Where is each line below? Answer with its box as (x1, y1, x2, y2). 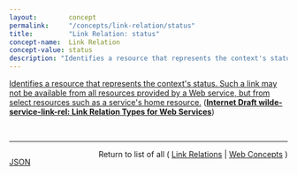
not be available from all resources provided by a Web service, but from (9, 87, 270, 98)
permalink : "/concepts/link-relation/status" (9, 21, 196, 30)
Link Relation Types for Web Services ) (72, 107, 215, 117)
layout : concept (9, 12, 97, 22)
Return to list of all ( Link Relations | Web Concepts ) (98, 149, 288, 159)
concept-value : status (9, 46, 93, 55)
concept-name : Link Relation (9, 37, 121, 47)
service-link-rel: (9, 107, 71, 117)
